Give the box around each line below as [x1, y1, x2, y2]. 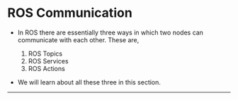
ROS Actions [28, 64, 65, 73]
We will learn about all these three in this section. [17, 77, 161, 86]
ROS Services [28, 56, 69, 65]
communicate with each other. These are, [17, 35, 140, 44]
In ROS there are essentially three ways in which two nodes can [17, 28, 204, 37]
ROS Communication [7, 5, 132, 21]
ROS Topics [28, 49, 62, 58]
